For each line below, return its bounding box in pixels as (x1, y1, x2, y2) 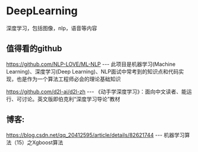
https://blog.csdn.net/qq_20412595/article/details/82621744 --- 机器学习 (6, 131, 185, 138)
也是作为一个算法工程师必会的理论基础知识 (16, 75, 121, 83)
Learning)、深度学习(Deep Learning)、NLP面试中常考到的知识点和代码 (6, 68, 179, 75)
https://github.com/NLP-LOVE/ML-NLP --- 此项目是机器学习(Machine (6, 61, 176, 68)
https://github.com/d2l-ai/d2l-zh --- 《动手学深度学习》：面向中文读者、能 (6, 88, 187, 95)
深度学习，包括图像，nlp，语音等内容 (6, 24, 98, 31)
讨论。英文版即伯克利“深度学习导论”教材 (21, 95, 121, 102)
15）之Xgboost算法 (16, 138, 64, 146)
